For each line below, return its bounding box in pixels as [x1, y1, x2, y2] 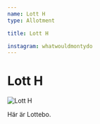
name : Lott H [7, 10, 46, 18]
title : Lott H [7, 30, 49, 37]
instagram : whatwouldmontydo [7, 43, 93, 50]
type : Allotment [7, 17, 55, 24]
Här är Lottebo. [7, 111, 51, 119]
